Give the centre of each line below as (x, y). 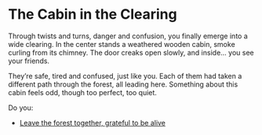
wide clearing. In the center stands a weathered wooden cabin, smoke (122, 44)
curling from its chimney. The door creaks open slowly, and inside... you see (131, 52)
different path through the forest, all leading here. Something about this (123, 84)
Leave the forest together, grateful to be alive (93, 123)
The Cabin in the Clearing (93, 14)
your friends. (29, 61)
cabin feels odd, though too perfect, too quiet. (82, 92)
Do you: (21, 108)
